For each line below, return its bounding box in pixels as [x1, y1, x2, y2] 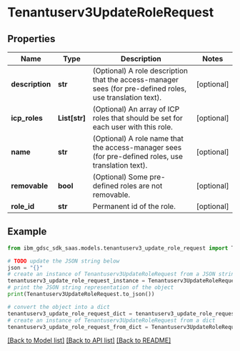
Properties [7, 33, 56, 45]
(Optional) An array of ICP [92, 104, 180, 114]
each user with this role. [92, 122, 174, 132]
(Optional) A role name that [92, 133, 184, 143]
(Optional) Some [92, 172, 149, 182]
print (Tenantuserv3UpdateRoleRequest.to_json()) [7, 290, 155, 298]
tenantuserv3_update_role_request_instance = [7, 278, 145, 285]
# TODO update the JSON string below [7, 258, 120, 265]
